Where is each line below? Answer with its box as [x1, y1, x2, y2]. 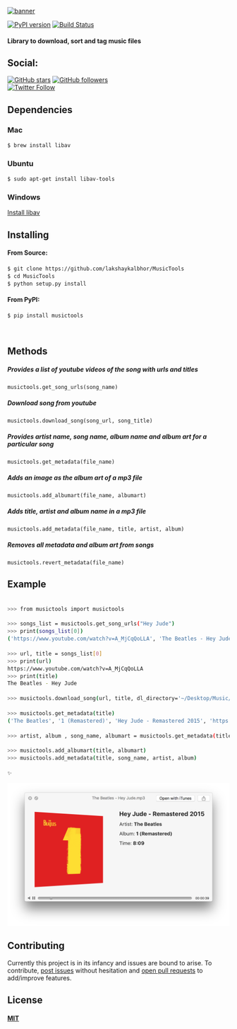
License [7, 994, 43, 1006]
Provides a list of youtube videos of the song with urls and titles [7, 365, 199, 373]
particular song [7, 439, 54, 448]
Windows [7, 192, 41, 202]
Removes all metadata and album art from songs [7, 540, 154, 549]
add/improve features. [7, 973, 72, 982]
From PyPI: [7, 296, 40, 304]
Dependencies [7, 103, 73, 116]
